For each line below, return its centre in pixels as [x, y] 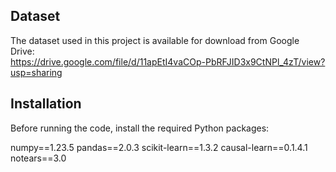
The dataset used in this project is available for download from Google [155, 40]
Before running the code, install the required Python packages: [140, 128]
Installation [46, 104]
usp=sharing [36, 72]
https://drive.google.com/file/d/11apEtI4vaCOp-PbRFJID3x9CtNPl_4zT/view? [168, 61]
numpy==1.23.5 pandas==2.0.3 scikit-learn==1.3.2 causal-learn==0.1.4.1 [159, 147]
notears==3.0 [38, 158]
